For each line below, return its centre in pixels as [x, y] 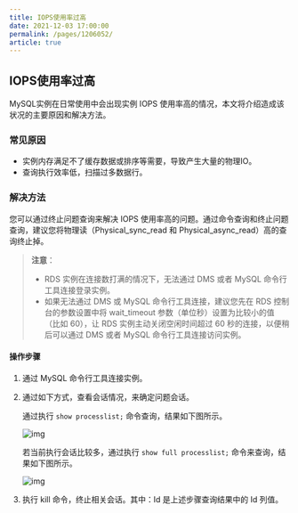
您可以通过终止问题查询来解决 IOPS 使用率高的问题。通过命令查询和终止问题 [149, 218]
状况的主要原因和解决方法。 [60, 115]
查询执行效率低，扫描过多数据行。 [85, 172]
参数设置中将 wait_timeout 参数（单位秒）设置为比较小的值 [167, 312]
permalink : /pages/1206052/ [61, 34]
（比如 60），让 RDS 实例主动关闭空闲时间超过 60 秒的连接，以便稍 [167, 323]
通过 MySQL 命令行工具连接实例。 [85, 378]
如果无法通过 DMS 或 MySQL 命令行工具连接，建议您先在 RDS [158, 301]
